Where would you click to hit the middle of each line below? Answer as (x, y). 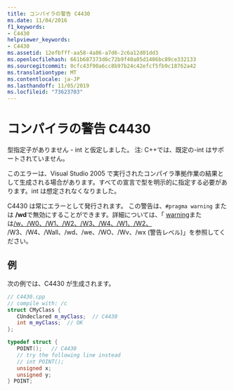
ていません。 (50, 159)
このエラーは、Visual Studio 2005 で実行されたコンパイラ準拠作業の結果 (112, 173)
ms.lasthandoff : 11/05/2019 (48, 86)
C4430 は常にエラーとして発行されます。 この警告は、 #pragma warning (110, 206)
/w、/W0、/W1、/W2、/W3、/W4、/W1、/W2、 (83, 224)
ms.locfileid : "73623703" (45, 92)
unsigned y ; (34, 375)
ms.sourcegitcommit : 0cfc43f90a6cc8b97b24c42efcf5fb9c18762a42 (102, 66)
